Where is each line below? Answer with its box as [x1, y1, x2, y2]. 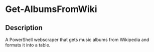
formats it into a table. [5, 42, 51, 48]
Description [5, 23, 43, 32]
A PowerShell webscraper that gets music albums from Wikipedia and [5, 36, 149, 42]
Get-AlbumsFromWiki [5, 3, 97, 15]
